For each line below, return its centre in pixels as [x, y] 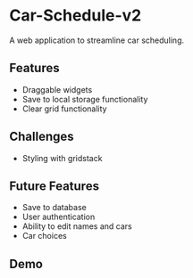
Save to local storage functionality [85, 99]
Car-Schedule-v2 [76, 16]
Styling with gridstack [62, 158]
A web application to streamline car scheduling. [97, 40]
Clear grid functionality [64, 109]
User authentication [59, 217]
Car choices [44, 236]
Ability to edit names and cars [77, 226]
